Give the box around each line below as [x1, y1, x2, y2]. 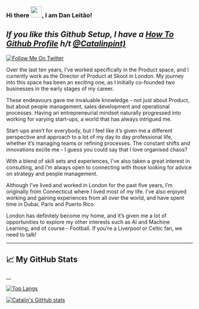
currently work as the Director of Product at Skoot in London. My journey [6, 72, 184, 80]
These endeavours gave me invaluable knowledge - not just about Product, [6, 96, 190, 103]
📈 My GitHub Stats [6, 254, 78, 264]
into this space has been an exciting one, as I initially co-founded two [6, 78, 175, 86]
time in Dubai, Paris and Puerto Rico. [6, 200, 96, 207]
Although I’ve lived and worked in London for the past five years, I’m [6, 181, 173, 188]
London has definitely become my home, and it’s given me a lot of [6, 212, 167, 219]
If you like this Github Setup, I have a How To [6, 30, 174, 40]
